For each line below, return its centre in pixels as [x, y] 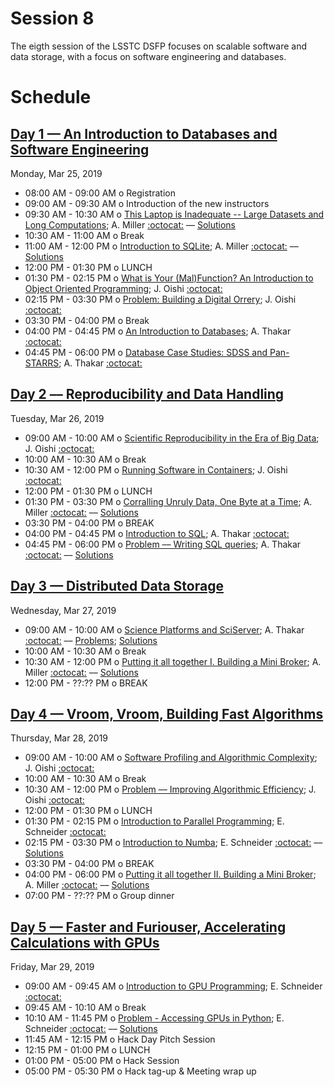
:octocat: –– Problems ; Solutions [91, 640]
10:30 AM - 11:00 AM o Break [84, 235]
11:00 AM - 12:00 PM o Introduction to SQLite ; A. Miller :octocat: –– [161, 246]
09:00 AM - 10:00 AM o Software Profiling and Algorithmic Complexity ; [171, 758]
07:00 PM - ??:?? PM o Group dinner [99, 896]
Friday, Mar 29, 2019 [52, 967]
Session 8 [52, 18]
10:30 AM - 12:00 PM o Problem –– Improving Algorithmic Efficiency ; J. [170, 789]
